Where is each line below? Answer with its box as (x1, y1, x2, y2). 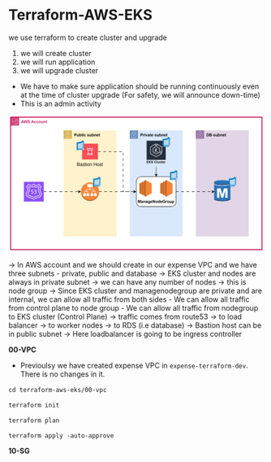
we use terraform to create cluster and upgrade (8, 33, 168, 42)
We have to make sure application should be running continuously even (19, 81, 260, 91)
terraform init (8, 401, 60, 410)
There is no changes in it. (19, 369, 105, 379)
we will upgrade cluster (19, 65, 99, 75)
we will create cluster (19, 48, 92, 58)
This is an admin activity (19, 98, 101, 108)
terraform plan (8, 416, 60, 425)
